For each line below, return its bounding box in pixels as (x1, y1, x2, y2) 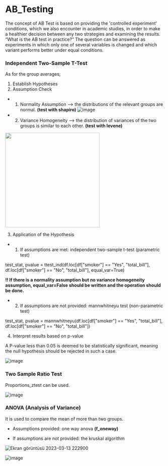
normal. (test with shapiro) (20, 107, 76, 113)
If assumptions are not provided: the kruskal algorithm (12, 435, 125, 441)
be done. (5, 287, 24, 294)
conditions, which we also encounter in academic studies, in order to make (5, 25, 160, 31)
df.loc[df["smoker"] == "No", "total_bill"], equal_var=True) (5, 267, 125, 273)
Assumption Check (12, 86, 52, 92)
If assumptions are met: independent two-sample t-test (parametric (20, 247, 160, 253)
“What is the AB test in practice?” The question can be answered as (5, 36, 146, 42)
